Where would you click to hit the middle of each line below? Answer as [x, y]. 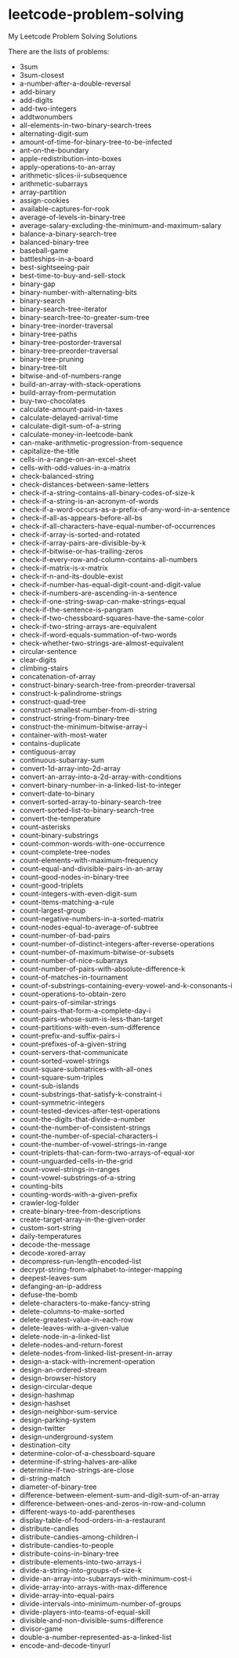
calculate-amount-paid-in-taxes [71, 409]
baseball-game [44, 250]
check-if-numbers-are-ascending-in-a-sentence [98, 593]
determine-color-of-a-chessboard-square [87, 1453]
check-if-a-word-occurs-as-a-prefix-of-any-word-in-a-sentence [125, 509]
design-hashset [45, 1403]
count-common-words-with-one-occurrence [92, 844]
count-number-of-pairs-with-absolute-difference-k [102, 969]
